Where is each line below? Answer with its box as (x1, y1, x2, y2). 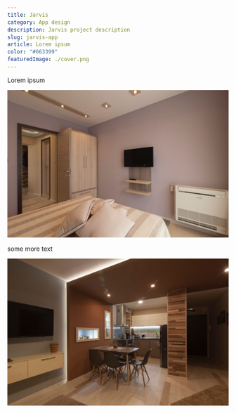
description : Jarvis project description (7, 26, 131, 33)
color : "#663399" (7, 48, 58, 55)
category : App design (7, 18, 71, 26)
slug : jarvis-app (7, 34, 58, 41)
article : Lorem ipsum (7, 41, 71, 48)
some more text (7, 244, 53, 253)
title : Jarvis (7, 11, 49, 18)
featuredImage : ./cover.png (7, 56, 90, 63)
